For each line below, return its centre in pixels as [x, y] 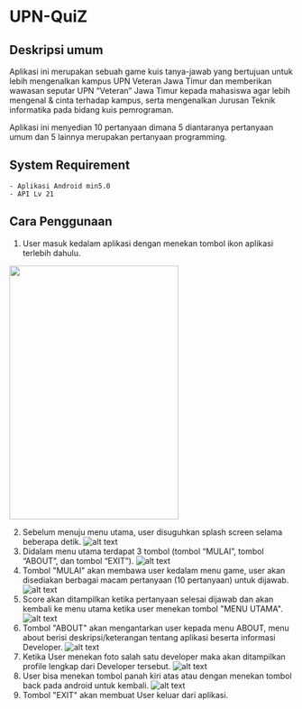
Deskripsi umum [56, 50]
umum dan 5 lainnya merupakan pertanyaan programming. [118, 137]
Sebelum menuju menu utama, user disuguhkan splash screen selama [152, 532]
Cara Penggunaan [61, 221]
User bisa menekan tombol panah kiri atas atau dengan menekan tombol [157, 676]
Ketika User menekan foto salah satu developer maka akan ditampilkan [154, 657]
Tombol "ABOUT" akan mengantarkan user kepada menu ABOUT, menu [156, 628]
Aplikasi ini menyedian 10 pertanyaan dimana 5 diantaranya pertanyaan [141, 127]
